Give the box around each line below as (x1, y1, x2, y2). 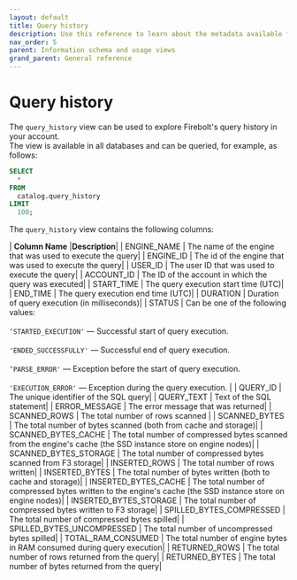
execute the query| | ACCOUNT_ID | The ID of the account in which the (9, 269, 268, 280)
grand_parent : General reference (9, 54, 133, 63)
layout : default (9, 12, 69, 22)
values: (9, 307, 35, 318)
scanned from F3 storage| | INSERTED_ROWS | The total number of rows (9, 458, 275, 468)
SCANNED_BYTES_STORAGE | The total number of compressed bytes (9, 448, 264, 459)
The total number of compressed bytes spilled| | (9, 514, 185, 525)
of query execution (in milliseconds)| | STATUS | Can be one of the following (9, 298, 287, 308)
